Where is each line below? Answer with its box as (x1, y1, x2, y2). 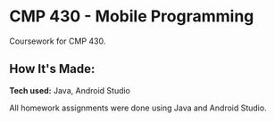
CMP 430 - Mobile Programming (9, 6, 254, 27)
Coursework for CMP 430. (9, 36, 106, 46)
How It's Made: (9, 61, 96, 77)
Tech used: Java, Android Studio (9, 85, 131, 95)
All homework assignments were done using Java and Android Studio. (9, 102, 267, 113)
